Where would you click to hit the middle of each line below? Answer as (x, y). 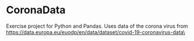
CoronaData (36, 10)
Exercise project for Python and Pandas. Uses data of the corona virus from (97, 26)
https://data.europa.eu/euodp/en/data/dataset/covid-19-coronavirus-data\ (96, 32)
